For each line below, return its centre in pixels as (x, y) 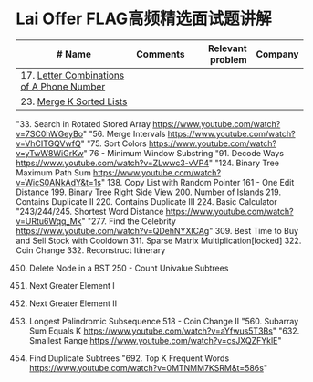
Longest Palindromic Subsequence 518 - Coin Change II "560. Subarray (164, 321)
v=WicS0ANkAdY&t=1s (59, 182)
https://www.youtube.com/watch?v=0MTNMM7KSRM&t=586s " (148, 367)
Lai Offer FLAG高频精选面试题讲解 (144, 19)
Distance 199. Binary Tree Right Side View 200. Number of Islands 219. (149, 192)
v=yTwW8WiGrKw (50, 153)
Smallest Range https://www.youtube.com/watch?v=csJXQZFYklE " (155, 340)
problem (229, 59)
